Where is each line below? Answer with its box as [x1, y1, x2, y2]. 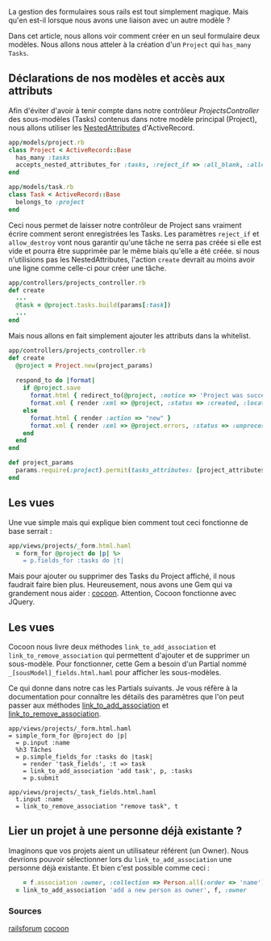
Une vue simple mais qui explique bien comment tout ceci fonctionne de [8, 517, 248, 527]
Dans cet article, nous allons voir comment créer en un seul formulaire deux [8, 32, 261, 40]
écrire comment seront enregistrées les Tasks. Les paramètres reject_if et [8, 229, 260, 238]
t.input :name [15, 796, 63, 804]
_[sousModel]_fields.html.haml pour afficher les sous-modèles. [8, 668, 222, 678]
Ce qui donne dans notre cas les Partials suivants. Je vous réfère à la [8, 683, 238, 693]
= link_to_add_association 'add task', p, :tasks [23, 767, 194, 775]
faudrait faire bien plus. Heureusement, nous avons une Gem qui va [8, 580, 232, 590]
